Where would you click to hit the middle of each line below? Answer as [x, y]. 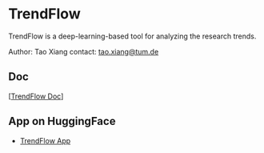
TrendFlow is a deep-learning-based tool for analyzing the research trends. [132, 36]
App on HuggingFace [62, 121]
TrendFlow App [45, 140]
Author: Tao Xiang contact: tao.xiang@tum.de [84, 51]
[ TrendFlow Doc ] [36, 96]
